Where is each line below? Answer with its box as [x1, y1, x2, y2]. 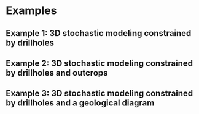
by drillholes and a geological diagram [6, 98, 155, 109]
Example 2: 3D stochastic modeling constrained [6, 58, 193, 68]
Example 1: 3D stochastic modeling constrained [6, 28, 192, 38]
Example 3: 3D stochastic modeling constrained [6, 88, 193, 99]
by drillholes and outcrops [6, 68, 108, 78]
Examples [6, 4, 57, 18]
